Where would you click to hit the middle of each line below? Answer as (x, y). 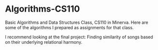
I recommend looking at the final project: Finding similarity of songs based (79, 37)
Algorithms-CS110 (42, 9)
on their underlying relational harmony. (44, 42)
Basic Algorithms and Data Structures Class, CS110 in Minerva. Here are (77, 22)
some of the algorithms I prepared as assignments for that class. (70, 27)
